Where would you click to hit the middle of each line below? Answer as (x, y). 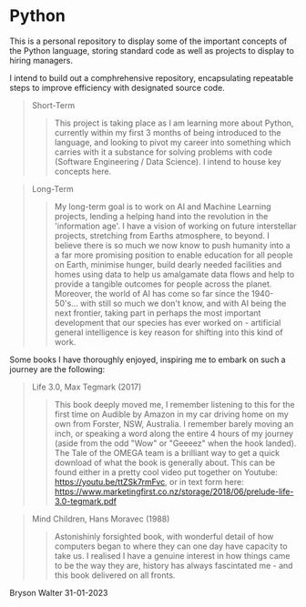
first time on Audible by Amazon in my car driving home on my (171, 414)
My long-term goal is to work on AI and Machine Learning (163, 207)
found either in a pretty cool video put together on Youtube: (166, 472)
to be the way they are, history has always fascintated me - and (173, 565)
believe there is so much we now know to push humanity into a (173, 245)
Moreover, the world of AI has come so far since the (152, 293)
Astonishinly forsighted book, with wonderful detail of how (164, 536)
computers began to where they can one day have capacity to (171, 546)
